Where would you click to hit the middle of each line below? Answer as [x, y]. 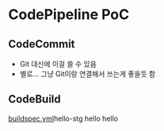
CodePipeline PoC [69, 15]
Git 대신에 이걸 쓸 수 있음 [58, 64]
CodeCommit [42, 44]
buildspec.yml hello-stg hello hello [63, 118]
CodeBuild [34, 100]
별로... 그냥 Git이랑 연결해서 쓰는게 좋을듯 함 [88, 74]
